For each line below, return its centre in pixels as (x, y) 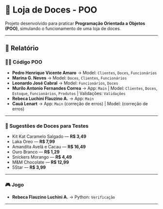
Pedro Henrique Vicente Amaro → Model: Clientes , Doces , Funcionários (84, 73)
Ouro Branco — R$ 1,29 (36, 152)
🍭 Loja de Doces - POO (51, 10)
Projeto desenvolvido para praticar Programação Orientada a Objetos (75, 23)
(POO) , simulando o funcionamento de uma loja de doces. (63, 28)
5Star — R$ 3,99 (29, 167)
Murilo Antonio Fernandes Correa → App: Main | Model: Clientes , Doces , (85, 88)
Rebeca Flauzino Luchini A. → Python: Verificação (64, 197)
